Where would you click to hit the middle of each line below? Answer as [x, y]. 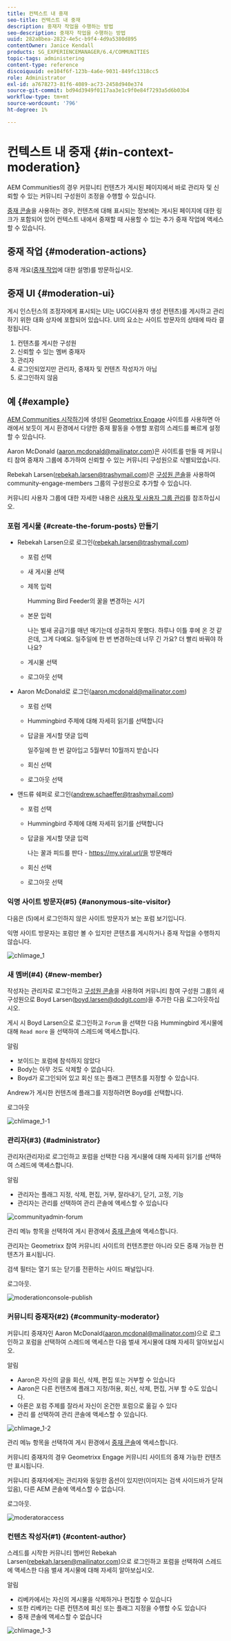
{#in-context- [134, 152]
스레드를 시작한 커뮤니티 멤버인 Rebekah [62, 1553]
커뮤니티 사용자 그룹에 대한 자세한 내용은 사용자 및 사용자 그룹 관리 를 [99, 498]
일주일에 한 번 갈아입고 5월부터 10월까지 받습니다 [93, 750]
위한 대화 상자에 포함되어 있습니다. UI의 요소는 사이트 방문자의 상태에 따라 [118, 320]
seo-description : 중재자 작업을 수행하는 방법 [67, 33]
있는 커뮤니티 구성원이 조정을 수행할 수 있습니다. [92, 196]
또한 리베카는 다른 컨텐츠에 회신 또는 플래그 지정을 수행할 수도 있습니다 [112, 1608]
